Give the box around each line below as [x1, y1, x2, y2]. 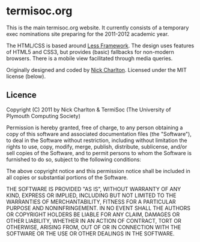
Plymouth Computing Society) [6, 112, 81, 119]
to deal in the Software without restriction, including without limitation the [6, 137, 187, 144]
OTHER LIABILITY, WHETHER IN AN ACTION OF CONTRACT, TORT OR [6, 217, 181, 224]
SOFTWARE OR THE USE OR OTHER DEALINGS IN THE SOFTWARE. [6, 229, 175, 237]
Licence [6, 90, 37, 100]
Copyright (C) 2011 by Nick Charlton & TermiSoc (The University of [6, 106, 171, 113]
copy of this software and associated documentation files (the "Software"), [6, 130, 192, 137]
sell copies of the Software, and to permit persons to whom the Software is [6, 149, 192, 156]
